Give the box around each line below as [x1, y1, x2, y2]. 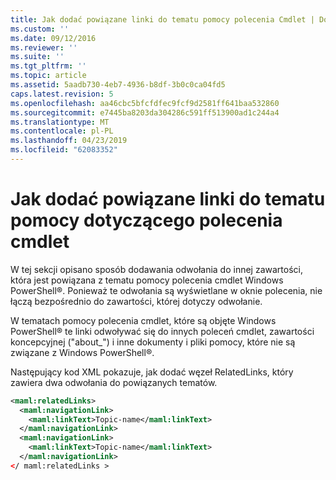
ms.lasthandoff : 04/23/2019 [10, 136, 128, 146]
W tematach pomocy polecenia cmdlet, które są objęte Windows [10, 314, 277, 326]
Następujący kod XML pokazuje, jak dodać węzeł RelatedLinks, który [10, 366, 294, 378]
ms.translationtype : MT [10, 117, 110, 127]
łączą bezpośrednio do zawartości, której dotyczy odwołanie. [10, 295, 263, 307]
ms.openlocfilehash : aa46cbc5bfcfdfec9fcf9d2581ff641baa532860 [10, 98, 280, 108]
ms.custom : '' [10, 24, 70, 34]
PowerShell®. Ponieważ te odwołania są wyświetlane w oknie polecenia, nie [10, 284, 323, 296]
